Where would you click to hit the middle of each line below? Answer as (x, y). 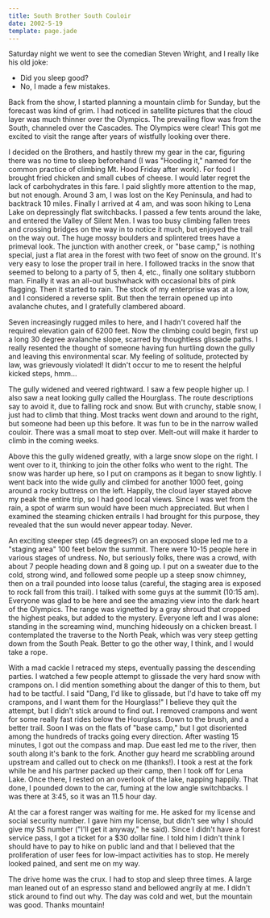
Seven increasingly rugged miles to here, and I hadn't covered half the (125, 322)
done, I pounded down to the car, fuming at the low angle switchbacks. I (128, 788)
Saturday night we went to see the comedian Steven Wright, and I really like (134, 54)
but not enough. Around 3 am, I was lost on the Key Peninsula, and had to (130, 195)
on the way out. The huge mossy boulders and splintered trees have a (125, 238)
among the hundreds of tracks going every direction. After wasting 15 (124, 736)
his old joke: (28, 62)
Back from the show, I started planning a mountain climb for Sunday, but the (134, 103)
